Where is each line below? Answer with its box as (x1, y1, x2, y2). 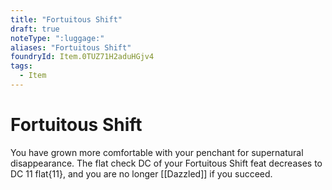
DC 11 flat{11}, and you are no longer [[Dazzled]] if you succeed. (10, 167, 273, 180)
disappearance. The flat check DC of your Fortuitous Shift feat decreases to (10, 157, 323, 169)
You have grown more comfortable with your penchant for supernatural (10, 146, 304, 158)
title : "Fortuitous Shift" (10, 14, 123, 25)
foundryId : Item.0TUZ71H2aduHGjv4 (10, 52, 155, 62)
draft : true (10, 24, 60, 34)
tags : (10, 61, 33, 71)
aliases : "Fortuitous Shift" (10, 42, 132, 53)
